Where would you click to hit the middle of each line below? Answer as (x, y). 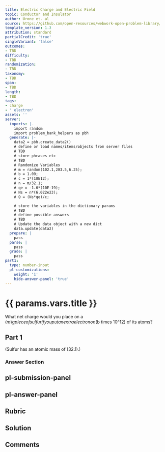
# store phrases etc (35, 156)
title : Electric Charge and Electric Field (50, 10)
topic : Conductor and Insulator (38, 14)
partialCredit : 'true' (28, 37)
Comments (22, 445)
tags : (11, 101)
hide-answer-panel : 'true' (41, 279)
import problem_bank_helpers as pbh (52, 133)
